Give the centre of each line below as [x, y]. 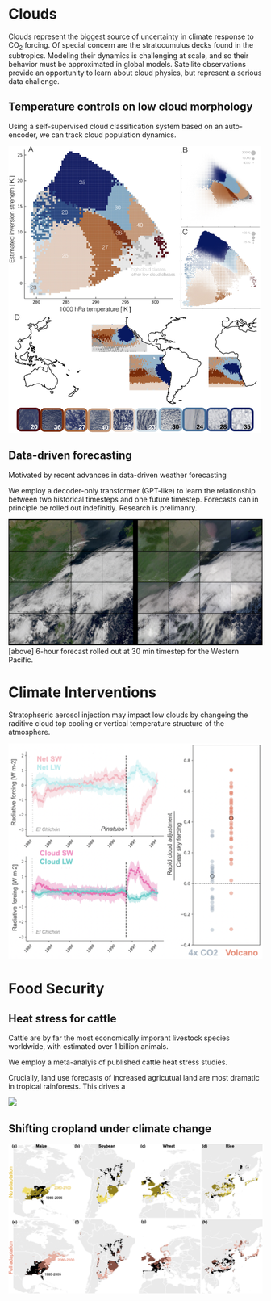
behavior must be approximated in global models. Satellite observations [127, 64]
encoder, [23, 135]
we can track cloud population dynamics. [108, 135]
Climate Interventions [83, 692]
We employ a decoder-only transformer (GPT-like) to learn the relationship [132, 490]
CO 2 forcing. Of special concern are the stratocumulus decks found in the [131, 46]
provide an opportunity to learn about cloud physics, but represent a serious [135, 73]
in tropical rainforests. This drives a [67, 1086]
